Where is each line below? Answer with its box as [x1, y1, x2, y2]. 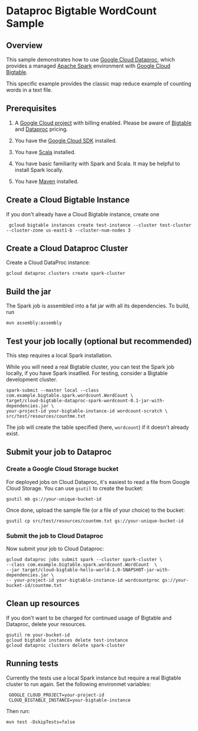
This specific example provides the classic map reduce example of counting [6, 80, 191, 87]
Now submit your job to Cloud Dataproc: [6, 545, 105, 552]
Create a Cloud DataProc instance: [6, 259, 90, 266]
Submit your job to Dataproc [6, 447, 112, 457]
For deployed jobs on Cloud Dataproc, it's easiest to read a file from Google [6, 478, 190, 485]
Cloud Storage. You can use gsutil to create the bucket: [6, 485, 144, 492]
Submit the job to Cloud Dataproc [6, 531, 103, 540]
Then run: [6, 707, 30, 714]
